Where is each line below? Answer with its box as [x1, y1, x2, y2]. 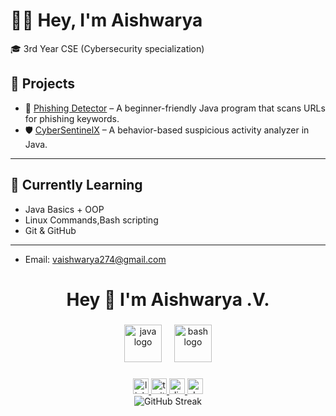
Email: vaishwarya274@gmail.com [24, 253, 167, 265]
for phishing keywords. [24, 112, 120, 124]
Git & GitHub [24, 224, 77, 236]
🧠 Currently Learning [10, 177, 143, 194]
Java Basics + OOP [24, 203, 105, 215]
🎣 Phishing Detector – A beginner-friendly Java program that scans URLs [24, 102, 326, 114]
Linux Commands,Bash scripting [24, 214, 159, 226]
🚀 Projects [10, 75, 76, 93]
